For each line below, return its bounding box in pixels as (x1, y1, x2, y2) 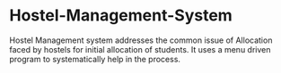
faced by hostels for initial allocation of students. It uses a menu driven (9, 44, 271, 54)
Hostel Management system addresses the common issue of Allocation (9, 35, 273, 45)
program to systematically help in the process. (9, 53, 181, 64)
